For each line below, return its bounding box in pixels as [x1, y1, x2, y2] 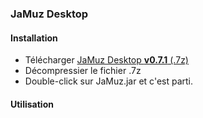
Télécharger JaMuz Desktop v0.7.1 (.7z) [24, 54, 189, 66]
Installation [10, 32, 58, 44]
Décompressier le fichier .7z [24, 65, 142, 77]
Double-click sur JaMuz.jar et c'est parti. [24, 75, 194, 87]
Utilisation [10, 98, 54, 110]
